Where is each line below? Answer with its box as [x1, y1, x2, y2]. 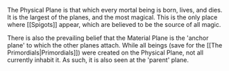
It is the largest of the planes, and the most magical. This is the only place [7, 13, 218, 21]
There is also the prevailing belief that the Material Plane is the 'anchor [7, 34, 209, 42]
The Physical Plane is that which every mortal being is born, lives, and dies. [7, 6, 223, 14]
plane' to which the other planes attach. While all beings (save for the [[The [7, 41, 223, 49]
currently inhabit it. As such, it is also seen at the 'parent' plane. [7, 56, 189, 64]
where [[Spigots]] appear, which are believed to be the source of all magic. [7, 21, 221, 28]
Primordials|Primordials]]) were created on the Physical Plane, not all [7, 48, 203, 57]
